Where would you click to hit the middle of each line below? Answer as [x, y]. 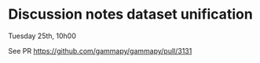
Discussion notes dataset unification [130, 14]
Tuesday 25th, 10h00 [42, 36]
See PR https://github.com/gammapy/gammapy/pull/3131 [100, 51]
